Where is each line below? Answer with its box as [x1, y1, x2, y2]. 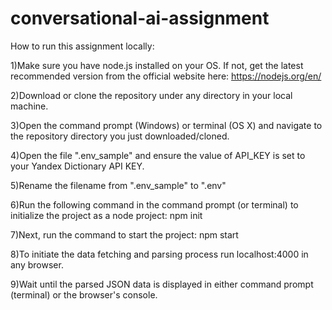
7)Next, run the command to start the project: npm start [10, 228, 239, 241]
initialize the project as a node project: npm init [10, 209, 203, 221]
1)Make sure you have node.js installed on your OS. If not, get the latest [10, 59, 304, 71]
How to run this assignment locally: [10, 40, 155, 52]
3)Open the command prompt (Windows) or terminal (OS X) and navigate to [10, 119, 323, 131]
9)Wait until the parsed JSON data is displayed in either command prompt [10, 278, 314, 290]
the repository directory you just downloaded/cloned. [10, 130, 230, 142]
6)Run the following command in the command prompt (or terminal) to [10, 198, 299, 211]
